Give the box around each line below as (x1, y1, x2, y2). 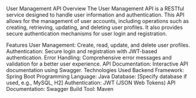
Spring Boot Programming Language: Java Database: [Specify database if (6, 73, 187, 80)
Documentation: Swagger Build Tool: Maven (6, 86, 114, 92)
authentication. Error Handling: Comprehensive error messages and (6, 54, 172, 61)
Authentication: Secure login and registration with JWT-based (6, 48, 157, 55)
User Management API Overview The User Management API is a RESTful (6, 5, 184, 12)
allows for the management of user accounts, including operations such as (6, 18, 189, 24)
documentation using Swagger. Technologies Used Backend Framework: (6, 67, 184, 73)
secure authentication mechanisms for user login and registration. (6, 30, 167, 37)
